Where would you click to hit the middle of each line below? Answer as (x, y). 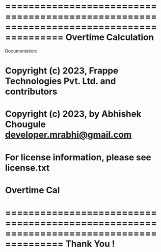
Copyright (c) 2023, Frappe (62, 71)
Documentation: (21, 51)
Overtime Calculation (110, 38)
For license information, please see (78, 157)
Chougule (26, 124)
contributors (31, 92)
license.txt (27, 168)
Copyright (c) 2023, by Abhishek (73, 114)
